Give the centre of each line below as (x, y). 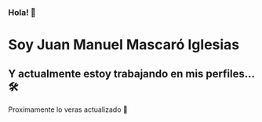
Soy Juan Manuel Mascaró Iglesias (124, 45)
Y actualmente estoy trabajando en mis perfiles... (131, 74)
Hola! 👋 (22, 13)
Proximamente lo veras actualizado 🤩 (68, 109)
